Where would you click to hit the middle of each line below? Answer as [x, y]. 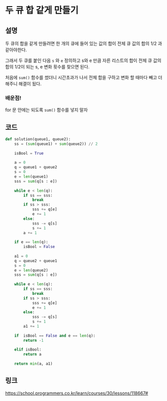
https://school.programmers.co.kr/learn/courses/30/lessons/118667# [77, 393]
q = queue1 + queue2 [36, 167]
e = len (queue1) [31, 177]
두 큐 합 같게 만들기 [42, 10]
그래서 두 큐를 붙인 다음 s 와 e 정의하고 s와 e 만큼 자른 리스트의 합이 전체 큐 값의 [83, 60]
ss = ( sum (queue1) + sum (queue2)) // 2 [56, 144]
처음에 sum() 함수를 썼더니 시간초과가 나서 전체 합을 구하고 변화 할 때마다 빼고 [81, 77]
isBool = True [29, 153]
